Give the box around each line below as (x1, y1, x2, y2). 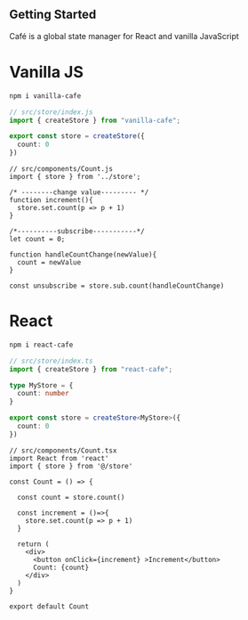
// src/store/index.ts (9, 356, 93, 365)
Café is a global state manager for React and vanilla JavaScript (9, 30, 240, 41)
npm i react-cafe (9, 340, 74, 349)
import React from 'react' (9, 453, 109, 462)
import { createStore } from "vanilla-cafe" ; (9, 116, 180, 125)
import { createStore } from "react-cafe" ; (9, 364, 173, 373)
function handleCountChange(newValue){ (9, 250, 157, 259)
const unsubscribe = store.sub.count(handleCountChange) (9, 281, 225, 290)
